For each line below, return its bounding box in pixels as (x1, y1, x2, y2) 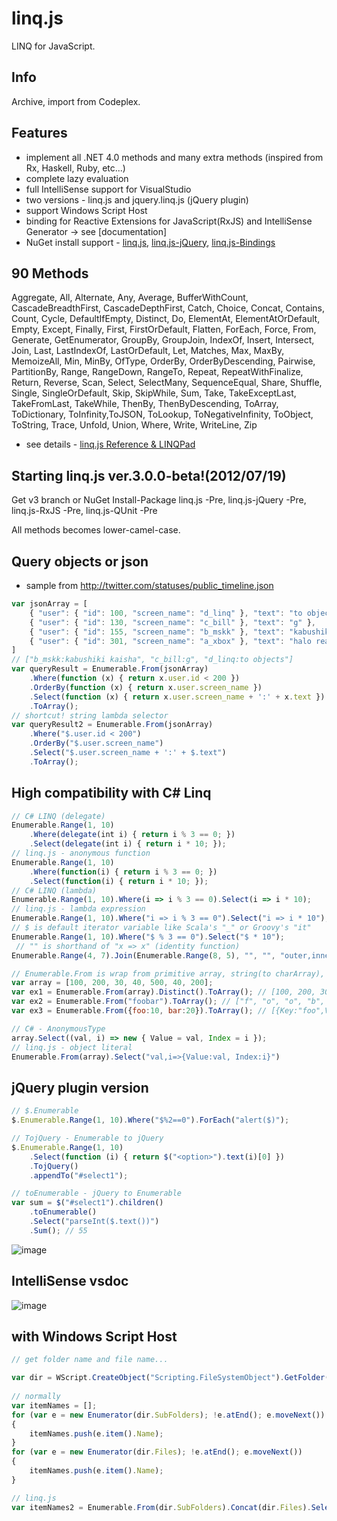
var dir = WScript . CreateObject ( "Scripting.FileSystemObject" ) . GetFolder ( (11, 1373, 330, 1383)
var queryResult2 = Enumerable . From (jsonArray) (11, 720, 214, 730)
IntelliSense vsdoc (11, 1273, 129, 1290)
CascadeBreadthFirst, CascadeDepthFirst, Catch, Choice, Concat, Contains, (11, 302, 325, 314)
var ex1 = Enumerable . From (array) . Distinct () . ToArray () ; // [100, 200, (11, 987, 316, 997)
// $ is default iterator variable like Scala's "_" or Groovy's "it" (11, 923, 312, 933)
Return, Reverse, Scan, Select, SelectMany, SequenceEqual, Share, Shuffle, (11, 377, 323, 389)
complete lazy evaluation (25, 172, 129, 184)
